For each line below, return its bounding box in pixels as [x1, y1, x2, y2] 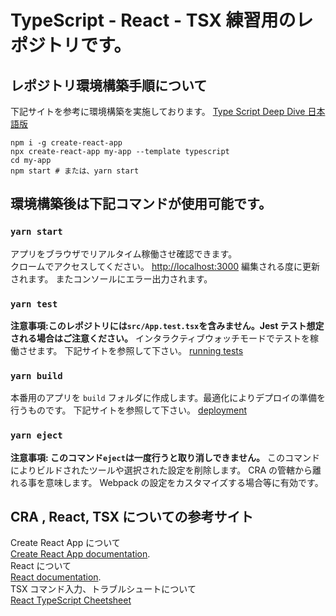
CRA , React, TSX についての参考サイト [10, 508, 254, 525]
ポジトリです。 [10, 34, 132, 57]
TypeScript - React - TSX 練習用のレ [10, 9, 314, 32]
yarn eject [10, 430, 63, 441]
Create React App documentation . [10, 548, 151, 560]
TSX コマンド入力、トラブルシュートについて [10, 583, 197, 595]
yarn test [10, 298, 58, 310]
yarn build [10, 370, 63, 381]
